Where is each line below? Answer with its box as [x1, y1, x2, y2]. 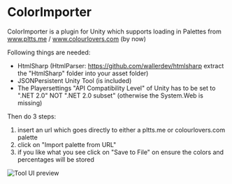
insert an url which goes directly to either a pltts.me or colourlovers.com [17, 125, 226, 134]
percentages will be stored [17, 155, 94, 164]
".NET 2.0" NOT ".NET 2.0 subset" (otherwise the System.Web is [17, 91, 204, 100]
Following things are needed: [7, 48, 91, 56]
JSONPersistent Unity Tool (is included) [17, 76, 132, 84]
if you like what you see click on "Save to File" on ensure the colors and [17, 148, 224, 156]
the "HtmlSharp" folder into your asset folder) [17, 69, 149, 77]
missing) [17, 98, 43, 107]
